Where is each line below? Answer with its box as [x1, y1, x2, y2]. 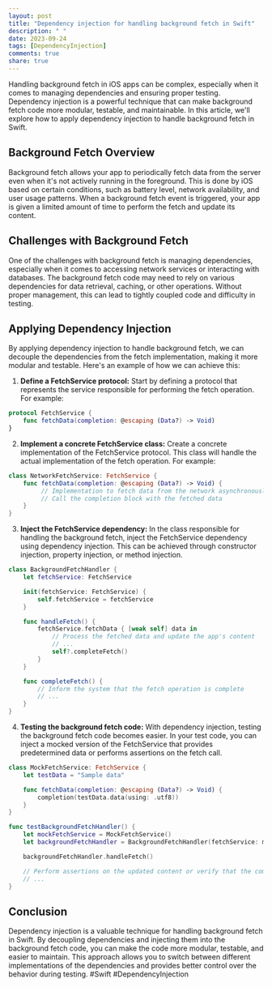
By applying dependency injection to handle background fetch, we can [8, 344, 244, 353]
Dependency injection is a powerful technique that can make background [8, 96, 253, 106]
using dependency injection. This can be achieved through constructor [19, 541, 257, 551]
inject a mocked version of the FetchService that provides [19, 739, 213, 750]
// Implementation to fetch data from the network [40, 487, 216, 495]
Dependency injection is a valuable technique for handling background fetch [8, 926, 263, 936]
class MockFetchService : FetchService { [8, 763, 147, 772]
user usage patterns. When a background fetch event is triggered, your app [8, 193, 261, 203]
